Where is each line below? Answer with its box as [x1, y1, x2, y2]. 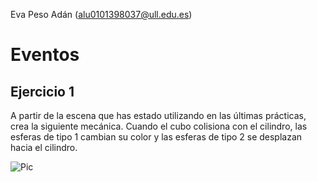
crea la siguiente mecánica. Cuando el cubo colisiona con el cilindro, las [10, 120, 308, 132]
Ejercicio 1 [10, 83, 75, 100]
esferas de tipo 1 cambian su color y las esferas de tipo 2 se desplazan [10, 131, 303, 143]
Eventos [10, 44, 80, 66]
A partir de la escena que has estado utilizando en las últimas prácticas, [10, 110, 307, 121]
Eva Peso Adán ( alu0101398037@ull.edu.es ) [10, 9, 193, 20]
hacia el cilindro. [10, 142, 78, 153]
